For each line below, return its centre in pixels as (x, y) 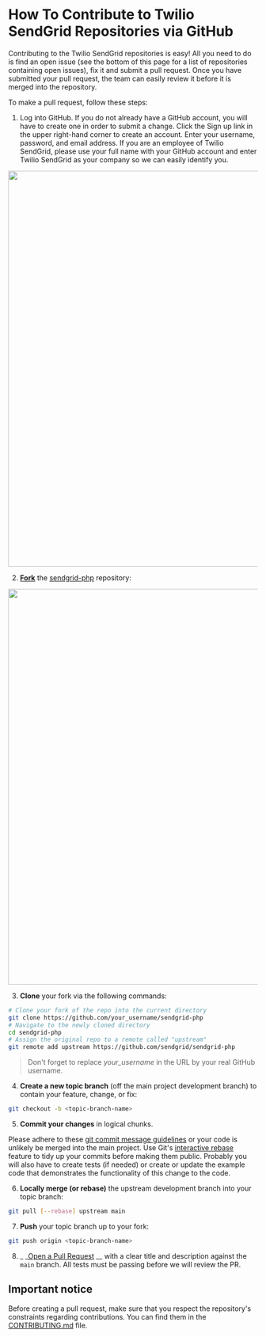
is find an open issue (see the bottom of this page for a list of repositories (128, 62)
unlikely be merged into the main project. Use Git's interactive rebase (121, 1148)
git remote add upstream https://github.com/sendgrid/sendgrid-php (122, 1047)
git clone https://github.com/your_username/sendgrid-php (106, 1018)
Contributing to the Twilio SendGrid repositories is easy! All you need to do (130, 53)
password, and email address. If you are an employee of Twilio (122, 142)
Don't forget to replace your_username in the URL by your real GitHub (141, 1062)
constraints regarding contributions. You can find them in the (107, 1316)
